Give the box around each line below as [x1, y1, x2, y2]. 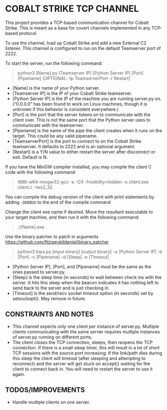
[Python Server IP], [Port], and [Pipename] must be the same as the [12, 263, 152, 269]
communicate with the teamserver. [12, 122, 84, 128]
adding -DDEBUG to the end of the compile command [5, 199, 111, 205]
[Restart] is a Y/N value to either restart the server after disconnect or [12, 149, 156, 155]
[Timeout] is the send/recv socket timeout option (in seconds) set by [12, 290, 154, 296]
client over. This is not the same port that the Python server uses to [12, 117, 151, 123]
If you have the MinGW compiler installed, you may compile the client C [5, 164, 152, 170]
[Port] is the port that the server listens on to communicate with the [12, 111, 151, 118]
